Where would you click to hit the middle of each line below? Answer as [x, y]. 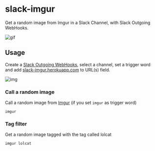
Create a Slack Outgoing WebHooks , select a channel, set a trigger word [78, 64]
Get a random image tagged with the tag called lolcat [58, 135]
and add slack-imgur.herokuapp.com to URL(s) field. [58, 70]
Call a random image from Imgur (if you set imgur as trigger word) [71, 103]
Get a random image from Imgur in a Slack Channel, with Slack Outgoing [78, 23]
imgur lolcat [18, 144]
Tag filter [16, 124]
